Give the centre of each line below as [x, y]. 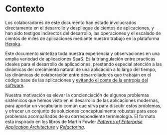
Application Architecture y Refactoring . [45, 127]
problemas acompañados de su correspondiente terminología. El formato [80, 116]
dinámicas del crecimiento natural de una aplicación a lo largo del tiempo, [81, 69]
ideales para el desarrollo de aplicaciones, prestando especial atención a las [83, 64]
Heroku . [13, 43]
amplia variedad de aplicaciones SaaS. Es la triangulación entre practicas [80, 58]
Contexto [25, 9]
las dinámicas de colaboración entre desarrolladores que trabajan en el [78, 74]
